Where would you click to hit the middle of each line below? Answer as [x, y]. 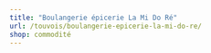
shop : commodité [40, 34]
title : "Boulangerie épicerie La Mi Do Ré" [94, 18]
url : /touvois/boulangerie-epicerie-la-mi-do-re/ [106, 26]
